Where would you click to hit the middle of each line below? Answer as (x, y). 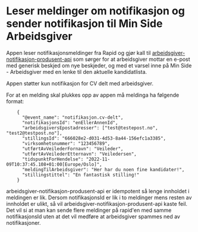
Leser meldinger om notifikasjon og (96, 11)
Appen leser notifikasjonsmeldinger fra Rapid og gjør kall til (78, 52)
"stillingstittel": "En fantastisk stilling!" (81, 175)
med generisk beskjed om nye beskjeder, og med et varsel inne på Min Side (99, 65)
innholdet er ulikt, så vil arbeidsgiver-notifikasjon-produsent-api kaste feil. (97, 203)
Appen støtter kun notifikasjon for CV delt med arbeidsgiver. (80, 83)
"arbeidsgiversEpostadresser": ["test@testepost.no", (90, 128)
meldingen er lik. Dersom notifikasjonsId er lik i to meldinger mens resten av (99, 197)
